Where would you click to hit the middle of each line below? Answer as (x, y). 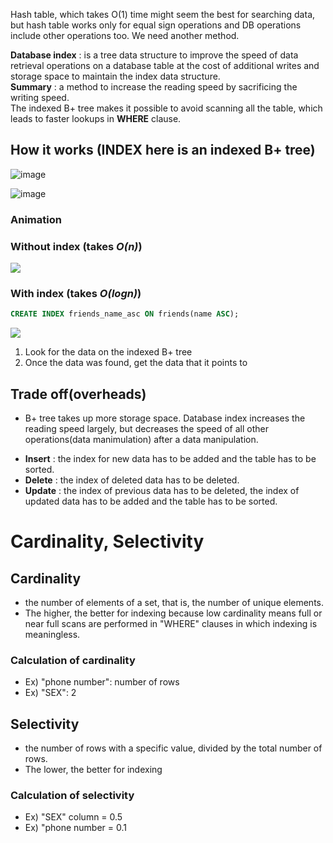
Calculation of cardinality (73, 660)
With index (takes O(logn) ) (76, 293)
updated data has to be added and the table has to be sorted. (151, 501)
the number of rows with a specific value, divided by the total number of (173, 748)
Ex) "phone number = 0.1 (75, 828)
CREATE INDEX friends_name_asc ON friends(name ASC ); (125, 314)
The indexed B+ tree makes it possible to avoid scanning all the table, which (166, 108)
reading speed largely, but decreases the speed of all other (146, 429)
